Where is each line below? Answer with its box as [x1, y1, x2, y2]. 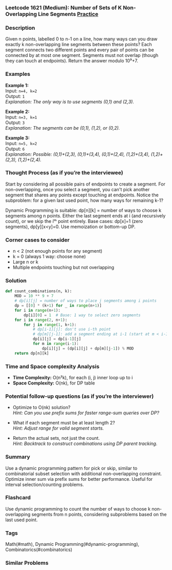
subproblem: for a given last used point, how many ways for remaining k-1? [5, 197, 164, 203]
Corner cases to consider [5, 236, 70, 243]
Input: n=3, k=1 [5, 114, 37, 120]
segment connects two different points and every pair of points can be [5, 47, 155, 53]
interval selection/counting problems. [5, 481, 84, 487]
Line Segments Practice [38, 10, 99, 17]
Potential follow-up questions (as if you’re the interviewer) [5, 393, 154, 400]
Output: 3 [5, 119, 25, 126]
